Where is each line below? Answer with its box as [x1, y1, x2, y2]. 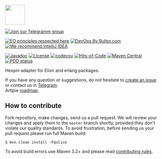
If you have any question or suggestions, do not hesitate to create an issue [5, 77, 157, 83]
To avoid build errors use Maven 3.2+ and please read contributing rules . [5, 148, 153, 154]
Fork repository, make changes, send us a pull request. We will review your [5, 114, 158, 120]
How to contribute [5, 102, 62, 110]
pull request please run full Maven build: [5, 130, 87, 136]
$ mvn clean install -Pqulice [5, 140, 67, 145]
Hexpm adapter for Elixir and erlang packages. [5, 68, 99, 73]
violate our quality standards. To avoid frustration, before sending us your [5, 125, 155, 131]
